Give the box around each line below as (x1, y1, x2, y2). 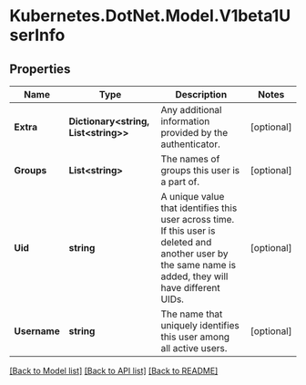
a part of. (160, 175, 200, 188)
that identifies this (160, 202, 238, 214)
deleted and (160, 236, 212, 248)
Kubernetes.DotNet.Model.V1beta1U (9, 5, 291, 26)
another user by (160, 247, 229, 260)
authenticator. (160, 138, 220, 151)
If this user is (160, 224, 216, 237)
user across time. (160, 213, 235, 225)
